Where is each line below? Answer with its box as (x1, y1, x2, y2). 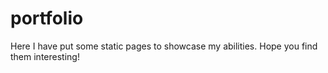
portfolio (10, 7, 84, 30)
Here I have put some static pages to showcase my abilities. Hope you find (10, 40, 318, 52)
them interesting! (10, 50, 80, 62)
